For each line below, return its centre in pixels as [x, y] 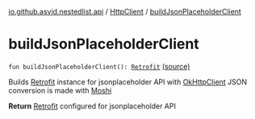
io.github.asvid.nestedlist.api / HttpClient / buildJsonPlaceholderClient [125, 12]
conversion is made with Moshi [60, 90]
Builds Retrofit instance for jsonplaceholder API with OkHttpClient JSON [128, 82]
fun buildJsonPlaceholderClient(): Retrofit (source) [99, 66]
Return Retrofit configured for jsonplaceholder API [92, 106]
